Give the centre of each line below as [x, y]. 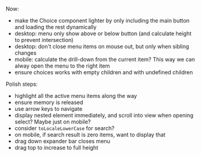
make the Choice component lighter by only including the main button [102, 20]
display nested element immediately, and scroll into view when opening [104, 115]
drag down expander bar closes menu [62, 141]
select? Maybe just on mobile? [52, 122]
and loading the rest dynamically [55, 27]
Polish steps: [22, 84]
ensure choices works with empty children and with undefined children [104, 72]
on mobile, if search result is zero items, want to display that [90, 134]
